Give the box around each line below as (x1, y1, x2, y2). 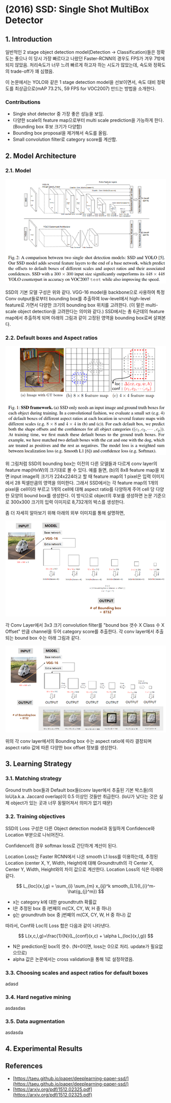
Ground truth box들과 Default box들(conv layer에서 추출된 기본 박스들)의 (5, 787, 153, 793)
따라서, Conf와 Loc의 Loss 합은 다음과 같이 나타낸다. (5, 922, 111, 929)
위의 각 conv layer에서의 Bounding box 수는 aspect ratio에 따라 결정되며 (5, 738, 152, 744)
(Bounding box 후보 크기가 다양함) (12, 124, 83, 130)
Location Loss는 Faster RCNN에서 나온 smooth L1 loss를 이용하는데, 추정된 (5, 853, 158, 859)
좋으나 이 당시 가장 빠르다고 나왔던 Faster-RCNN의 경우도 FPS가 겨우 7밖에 (14, 55, 165, 61)
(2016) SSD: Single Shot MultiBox (5, 4, 149, 15)
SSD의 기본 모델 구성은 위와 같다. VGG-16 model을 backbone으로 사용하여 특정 (5, 289, 165, 295)
